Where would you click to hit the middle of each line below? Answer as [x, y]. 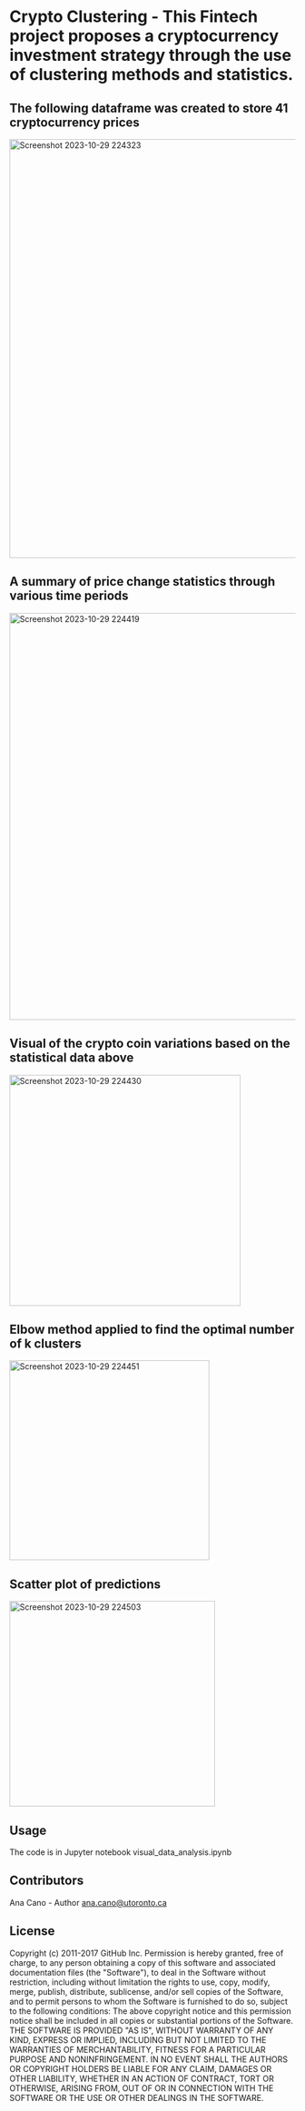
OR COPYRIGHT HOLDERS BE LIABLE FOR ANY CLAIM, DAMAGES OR [141, 2068]
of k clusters [45, 1344]
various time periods [69, 596]
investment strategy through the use [151, 55]
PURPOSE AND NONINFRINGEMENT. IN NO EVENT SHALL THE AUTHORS [149, 2059]
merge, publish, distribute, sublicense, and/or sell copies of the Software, [147, 1991]
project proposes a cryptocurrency [144, 36]
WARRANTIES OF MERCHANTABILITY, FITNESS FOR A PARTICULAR [138, 2049]
